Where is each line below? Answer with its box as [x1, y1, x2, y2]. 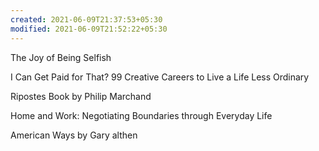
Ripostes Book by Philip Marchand [10, 90, 152, 102]
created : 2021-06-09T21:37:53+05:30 [10, 14, 163, 25]
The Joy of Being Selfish [10, 51, 112, 63]
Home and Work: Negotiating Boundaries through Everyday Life [10, 109, 273, 121]
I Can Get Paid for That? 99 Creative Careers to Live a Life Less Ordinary [10, 71, 310, 83]
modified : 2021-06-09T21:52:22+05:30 [10, 24, 168, 34]
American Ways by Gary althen [10, 129, 138, 141]
